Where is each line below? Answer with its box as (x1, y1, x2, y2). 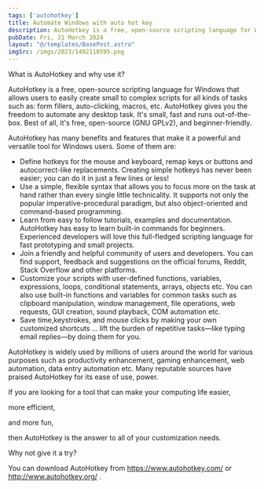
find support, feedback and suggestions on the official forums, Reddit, (19, 257, 247, 266)
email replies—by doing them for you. (19, 332, 141, 341)
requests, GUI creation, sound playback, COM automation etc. (19, 307, 222, 316)
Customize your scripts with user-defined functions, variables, (19, 274, 222, 283)
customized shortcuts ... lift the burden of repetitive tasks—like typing (19, 323, 245, 333)
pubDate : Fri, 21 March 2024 (8, 33, 104, 42)
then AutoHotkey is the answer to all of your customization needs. (8, 433, 222, 442)
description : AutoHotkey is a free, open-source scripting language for (8, 26, 251, 34)
